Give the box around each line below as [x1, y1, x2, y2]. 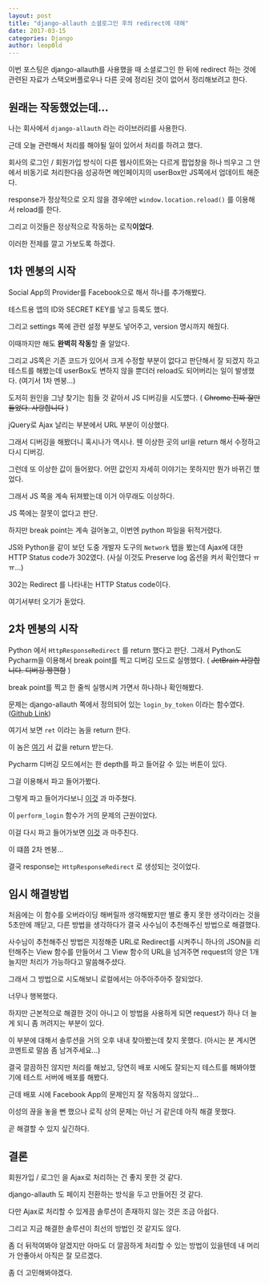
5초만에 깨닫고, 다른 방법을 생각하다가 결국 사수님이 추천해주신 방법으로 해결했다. [8, 920, 260, 930]
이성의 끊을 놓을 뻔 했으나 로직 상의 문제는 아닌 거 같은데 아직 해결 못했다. [8, 1107, 236, 1116]
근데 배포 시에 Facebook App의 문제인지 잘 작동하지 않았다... [8, 1090, 199, 1099]
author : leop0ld [8, 42, 62, 50]
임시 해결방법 [8, 887, 70, 900]
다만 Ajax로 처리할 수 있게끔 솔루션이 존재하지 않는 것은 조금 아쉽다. [8, 1206, 219, 1217]
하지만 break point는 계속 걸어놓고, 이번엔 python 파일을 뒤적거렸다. [8, 525, 223, 535]
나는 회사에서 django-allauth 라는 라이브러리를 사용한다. [8, 123, 187, 133]
